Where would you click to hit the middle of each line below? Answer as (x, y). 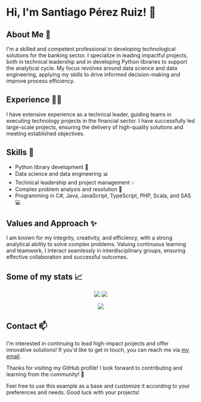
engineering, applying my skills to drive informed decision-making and (93, 74)
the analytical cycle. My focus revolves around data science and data (92, 68)
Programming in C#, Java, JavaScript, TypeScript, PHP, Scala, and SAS (103, 196)
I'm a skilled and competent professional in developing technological (91, 49)
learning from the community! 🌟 (46, 374)
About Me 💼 (28, 35)
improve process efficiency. (40, 81)
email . (14, 356)
